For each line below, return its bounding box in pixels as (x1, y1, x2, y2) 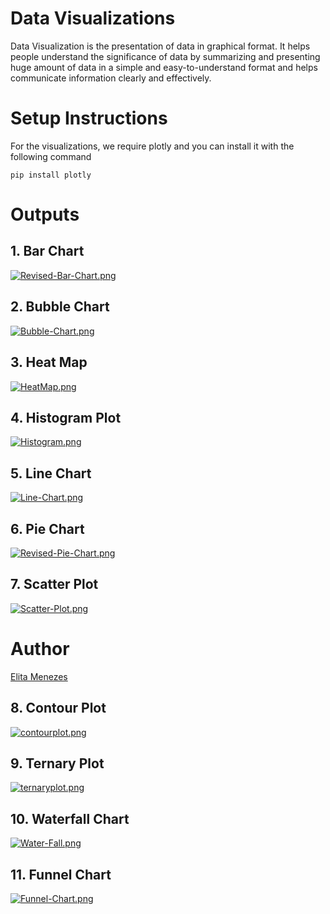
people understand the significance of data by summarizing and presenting (10, 50, 321, 62)
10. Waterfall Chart (10, 810, 130, 827)
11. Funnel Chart (10, 866, 112, 883)
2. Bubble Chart (10, 298, 110, 316)
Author (10, 637, 70, 660)
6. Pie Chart (10, 520, 85, 537)
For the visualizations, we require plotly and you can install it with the (10, 140, 295, 152)
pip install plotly (10, 170, 92, 180)
